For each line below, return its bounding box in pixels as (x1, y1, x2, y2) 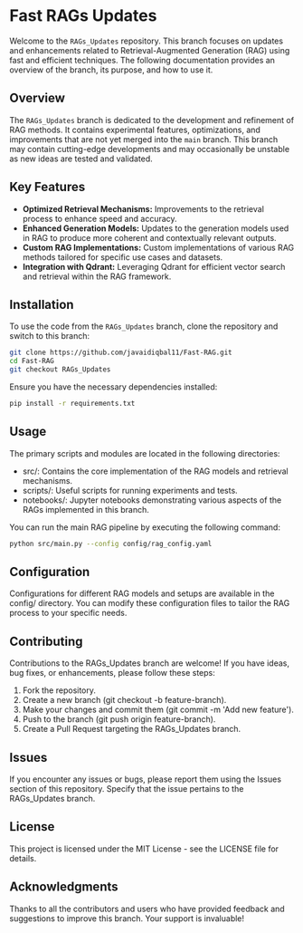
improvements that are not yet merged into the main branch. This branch (9, 133, 279, 145)
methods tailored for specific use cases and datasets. (22, 251, 223, 263)
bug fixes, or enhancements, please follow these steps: (9, 668, 215, 678)
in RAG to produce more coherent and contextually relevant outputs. (22, 232, 278, 243)
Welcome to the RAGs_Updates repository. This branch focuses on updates (9, 35, 283, 46)
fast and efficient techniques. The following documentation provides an (9, 54, 276, 65)
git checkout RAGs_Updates (9, 365, 111, 374)
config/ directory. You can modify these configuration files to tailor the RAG (9, 598, 290, 609)
